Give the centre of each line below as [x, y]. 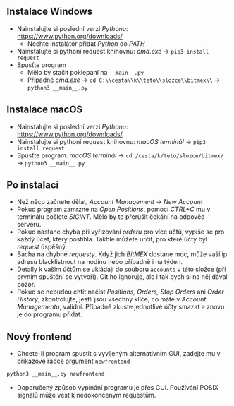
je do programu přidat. [49, 314]
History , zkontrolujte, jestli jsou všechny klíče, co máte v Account [111, 299]
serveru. [29, 225]
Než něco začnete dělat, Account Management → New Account [110, 202]
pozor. [26, 285]
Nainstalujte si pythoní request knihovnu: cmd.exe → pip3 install [113, 51]
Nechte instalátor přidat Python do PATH [86, 43]
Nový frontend [39, 336]
